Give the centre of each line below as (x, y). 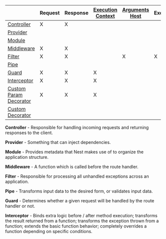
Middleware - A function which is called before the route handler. (72, 167)
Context (105, 16)
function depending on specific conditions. (49, 231)
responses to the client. (29, 133)
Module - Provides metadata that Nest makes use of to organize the (74, 152)
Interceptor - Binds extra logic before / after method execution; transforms (81, 215)
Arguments (135, 10)
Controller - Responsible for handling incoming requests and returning (77, 127)
